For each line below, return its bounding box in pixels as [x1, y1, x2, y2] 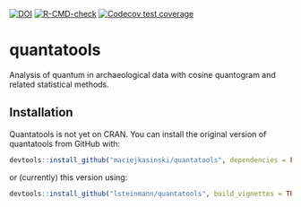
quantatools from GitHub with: [9, 138, 121, 149]
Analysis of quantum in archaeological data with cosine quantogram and [9, 69, 276, 80]
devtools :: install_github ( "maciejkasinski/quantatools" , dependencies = [9, 155, 287, 165]
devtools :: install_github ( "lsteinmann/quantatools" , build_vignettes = [9, 189, 282, 198]
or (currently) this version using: [9, 171, 128, 183]
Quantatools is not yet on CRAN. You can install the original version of [9, 128, 267, 139]
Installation [9, 105, 73, 120]
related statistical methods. [9, 79, 109, 90]
